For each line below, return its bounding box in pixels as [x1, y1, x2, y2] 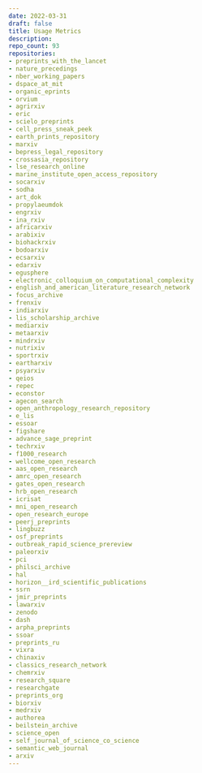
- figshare [8, 427, 45, 435]
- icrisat [8, 494, 42, 503]
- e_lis [8, 412, 35, 421]
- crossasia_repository [8, 155, 89, 163]
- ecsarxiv [8, 253, 45, 261]
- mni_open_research [8, 503, 79, 511]
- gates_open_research [8, 480, 85, 488]
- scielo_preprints [8, 118, 75, 126]
